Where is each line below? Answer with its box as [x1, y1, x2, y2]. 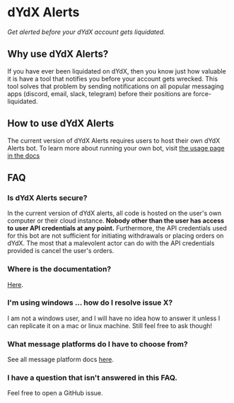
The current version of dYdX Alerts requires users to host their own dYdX [7, 136, 221, 145]
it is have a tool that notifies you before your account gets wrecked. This [7, 74, 218, 83]
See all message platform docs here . [7, 355, 115, 364]
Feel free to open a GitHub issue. [7, 389, 104, 397]
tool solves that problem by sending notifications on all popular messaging [7, 82, 224, 90]
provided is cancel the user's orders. [7, 247, 115, 255]
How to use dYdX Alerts [7, 117, 115, 129]
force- [193, 89, 212, 98]
